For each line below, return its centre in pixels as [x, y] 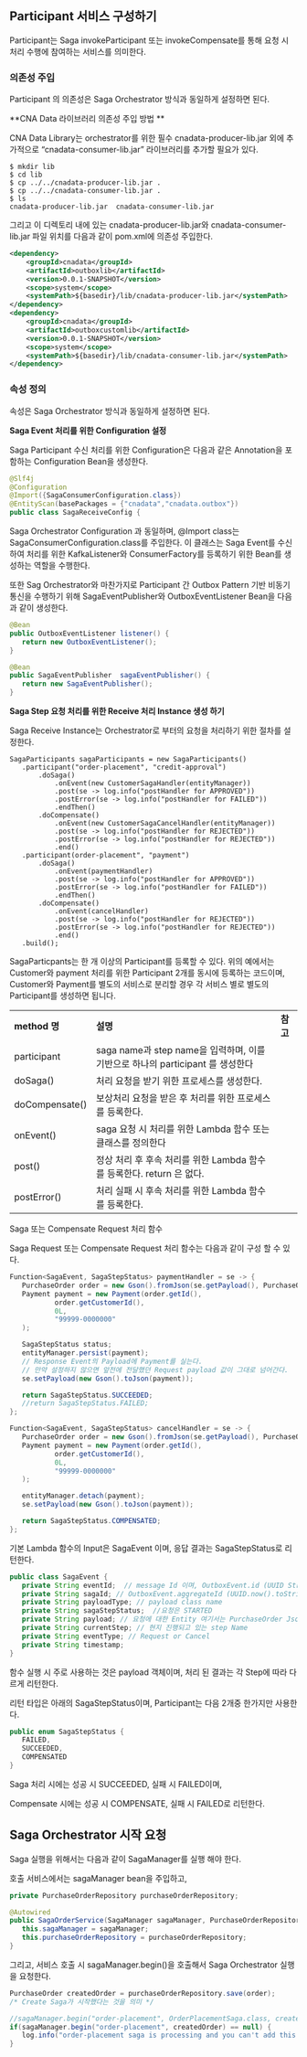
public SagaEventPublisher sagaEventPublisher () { [110, 676]
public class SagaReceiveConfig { [75, 513]
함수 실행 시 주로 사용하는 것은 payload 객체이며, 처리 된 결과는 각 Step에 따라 [148, 1672]
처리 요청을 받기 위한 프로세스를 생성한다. [179, 1082]
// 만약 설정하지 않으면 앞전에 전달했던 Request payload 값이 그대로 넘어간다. [155, 1370]
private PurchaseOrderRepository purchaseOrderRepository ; [124, 1895]
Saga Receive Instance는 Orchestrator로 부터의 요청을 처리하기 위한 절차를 [145, 730]
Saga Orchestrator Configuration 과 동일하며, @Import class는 [125, 531]
